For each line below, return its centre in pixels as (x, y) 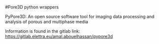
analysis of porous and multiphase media (47, 22)
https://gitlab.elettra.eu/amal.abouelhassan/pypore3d (59, 36)
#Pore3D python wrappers (32, 7)
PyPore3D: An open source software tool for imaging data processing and (80, 16)
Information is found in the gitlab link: (42, 31)
